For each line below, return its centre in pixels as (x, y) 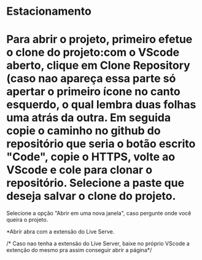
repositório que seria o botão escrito (101, 144)
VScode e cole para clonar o (79, 170)
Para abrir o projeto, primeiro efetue (99, 40)
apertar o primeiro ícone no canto (93, 92)
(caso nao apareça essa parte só (91, 79)
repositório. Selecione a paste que (95, 183)
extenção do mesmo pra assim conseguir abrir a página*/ (79, 250)
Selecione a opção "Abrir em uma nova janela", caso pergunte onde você (99, 213)
